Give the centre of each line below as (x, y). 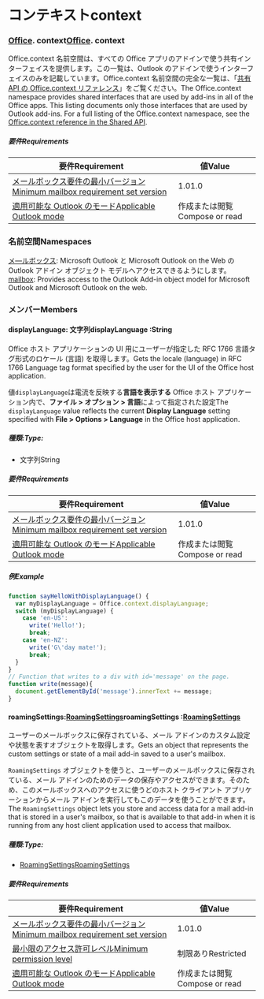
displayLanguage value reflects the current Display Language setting (119, 411)
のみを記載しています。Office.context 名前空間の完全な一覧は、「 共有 (140, 78)
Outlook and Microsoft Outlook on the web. (78, 287)
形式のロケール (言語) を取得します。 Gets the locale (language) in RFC (128, 358)
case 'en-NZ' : (45, 640)
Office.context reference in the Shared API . (78, 122)
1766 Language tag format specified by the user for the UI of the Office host (131, 367)
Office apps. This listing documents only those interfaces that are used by (128, 106)
